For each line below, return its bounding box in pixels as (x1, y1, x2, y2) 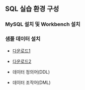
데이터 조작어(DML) (12, 79, 51, 86)
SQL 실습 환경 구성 (5, 4, 59, 13)
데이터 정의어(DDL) (12, 69, 50, 75)
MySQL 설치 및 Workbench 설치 (5, 21, 81, 28)
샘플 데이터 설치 (5, 35, 41, 42)
